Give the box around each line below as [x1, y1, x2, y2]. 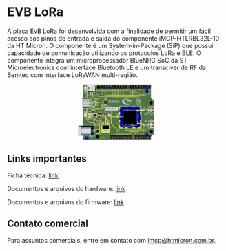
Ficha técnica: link [7, 171, 59, 179]
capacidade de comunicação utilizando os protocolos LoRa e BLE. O [7, 49, 201, 57]
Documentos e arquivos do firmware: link [7, 197, 124, 206]
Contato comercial [7, 218, 88, 230]
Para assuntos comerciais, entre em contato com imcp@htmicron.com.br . [7, 236, 216, 244]
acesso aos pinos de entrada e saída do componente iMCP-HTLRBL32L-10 [7, 34, 220, 42]
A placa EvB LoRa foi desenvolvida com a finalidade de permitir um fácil [7, 27, 212, 35]
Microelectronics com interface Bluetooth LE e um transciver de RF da [7, 63, 207, 72]
